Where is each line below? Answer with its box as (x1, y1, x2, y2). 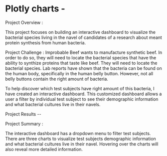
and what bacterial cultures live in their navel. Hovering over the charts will (5, 141, 159, 147)
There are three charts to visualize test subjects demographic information (5, 136, 156, 142)
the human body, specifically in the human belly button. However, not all (5, 70, 154, 76)
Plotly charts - (5, 3, 66, 14)
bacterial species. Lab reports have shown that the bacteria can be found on (5, 65, 162, 71)
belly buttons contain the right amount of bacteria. (5, 76, 109, 82)
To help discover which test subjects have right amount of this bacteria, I (5, 85, 155, 91)
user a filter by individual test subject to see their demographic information (5, 96, 159, 102)
